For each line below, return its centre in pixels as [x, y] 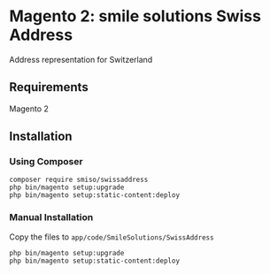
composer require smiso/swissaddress [79, 180]
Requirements [49, 87]
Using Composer [46, 162]
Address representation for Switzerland [81, 59]
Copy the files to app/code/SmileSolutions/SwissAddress [112, 237]
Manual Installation [51, 217]
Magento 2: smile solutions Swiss [135, 16]
